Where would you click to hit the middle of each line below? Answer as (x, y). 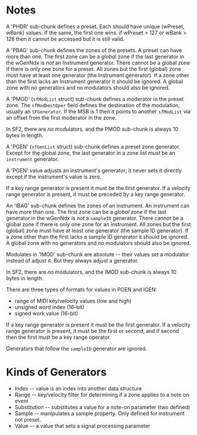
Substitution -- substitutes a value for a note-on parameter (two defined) (102, 407)
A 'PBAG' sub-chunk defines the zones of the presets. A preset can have (94, 50)
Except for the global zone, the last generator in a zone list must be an (91, 152)
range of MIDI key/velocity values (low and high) (73, 301)
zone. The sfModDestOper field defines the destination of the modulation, (93, 105)
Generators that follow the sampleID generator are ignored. (77, 348)
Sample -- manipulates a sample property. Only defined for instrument (99, 413)
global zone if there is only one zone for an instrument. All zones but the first (99, 224)
